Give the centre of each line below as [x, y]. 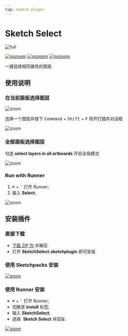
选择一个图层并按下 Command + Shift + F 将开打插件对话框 [64, 119]
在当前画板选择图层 [27, 98]
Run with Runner [25, 176]
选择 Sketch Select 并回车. [39, 319]
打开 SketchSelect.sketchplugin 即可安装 [54, 251]
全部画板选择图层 [25, 142]
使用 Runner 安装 [25, 290]
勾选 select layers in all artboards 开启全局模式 [52, 153]
